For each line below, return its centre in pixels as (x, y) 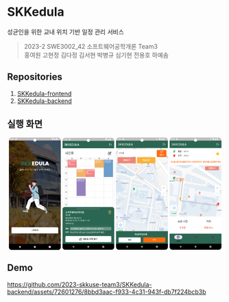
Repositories (35, 77)
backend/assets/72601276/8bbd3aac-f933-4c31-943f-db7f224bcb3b (107, 292)
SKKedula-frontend (44, 93)
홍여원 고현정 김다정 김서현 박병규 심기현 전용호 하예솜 (96, 55)
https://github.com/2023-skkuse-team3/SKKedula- (80, 284)
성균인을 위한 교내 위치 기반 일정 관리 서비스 (66, 32)
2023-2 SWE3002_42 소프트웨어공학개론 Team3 (91, 46)
